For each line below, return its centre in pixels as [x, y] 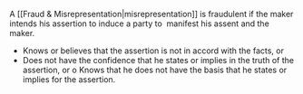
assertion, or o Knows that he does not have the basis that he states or [155, 70]
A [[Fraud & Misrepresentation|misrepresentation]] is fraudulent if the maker [151, 14]
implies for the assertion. [69, 80]
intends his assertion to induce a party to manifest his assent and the [139, 23]
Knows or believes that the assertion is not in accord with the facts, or [153, 51]
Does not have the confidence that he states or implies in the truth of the [158, 60]
